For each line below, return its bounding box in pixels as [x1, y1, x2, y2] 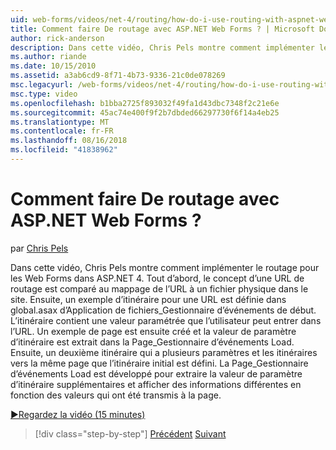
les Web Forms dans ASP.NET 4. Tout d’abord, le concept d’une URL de [10, 272, 305, 284]
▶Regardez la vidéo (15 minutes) [10, 408, 146, 420]
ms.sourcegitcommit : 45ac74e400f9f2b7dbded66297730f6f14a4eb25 [10, 107, 280, 118]
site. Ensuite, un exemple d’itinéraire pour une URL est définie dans [10, 293, 287, 305]
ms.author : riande [10, 52, 87, 62]
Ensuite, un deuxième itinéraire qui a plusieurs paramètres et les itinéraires [10, 346, 318, 358]
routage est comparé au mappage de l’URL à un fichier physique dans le [10, 282, 309, 295]
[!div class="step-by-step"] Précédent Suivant [34, 427, 227, 440]
